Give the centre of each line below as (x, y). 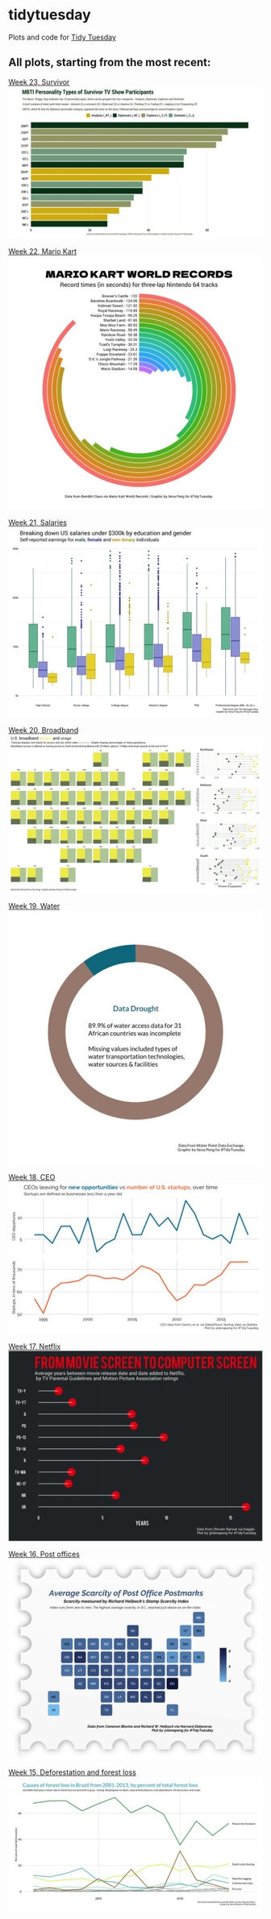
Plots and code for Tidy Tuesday (63, 37)
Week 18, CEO (32, 1177)
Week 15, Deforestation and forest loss (73, 1772)
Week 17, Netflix (35, 1347)
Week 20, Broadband (44, 730)
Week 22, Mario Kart (43, 251)
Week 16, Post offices (44, 1555)
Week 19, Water (34, 905)
